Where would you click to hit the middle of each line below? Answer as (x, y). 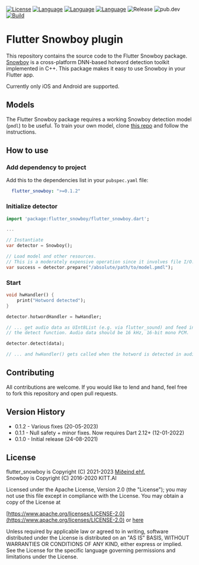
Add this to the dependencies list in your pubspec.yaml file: (77, 180)
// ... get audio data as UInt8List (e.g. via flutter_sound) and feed (96, 327)
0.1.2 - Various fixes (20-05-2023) (57, 426)
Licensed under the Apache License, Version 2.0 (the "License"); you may (97, 490)
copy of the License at (33, 502)
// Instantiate (25, 240)
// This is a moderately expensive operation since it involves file (94, 262)
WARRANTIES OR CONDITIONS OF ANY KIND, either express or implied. (94, 544)
